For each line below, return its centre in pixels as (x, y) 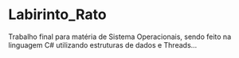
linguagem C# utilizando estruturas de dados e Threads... (103, 44)
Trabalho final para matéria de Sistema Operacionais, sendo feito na (120, 37)
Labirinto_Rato (57, 15)
